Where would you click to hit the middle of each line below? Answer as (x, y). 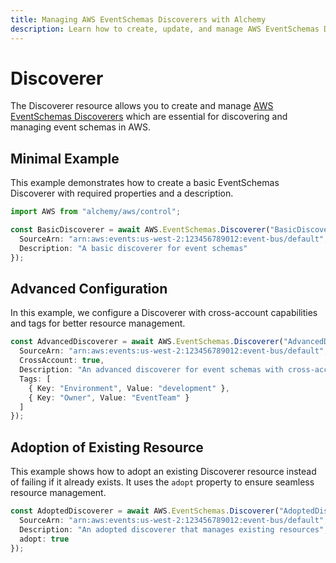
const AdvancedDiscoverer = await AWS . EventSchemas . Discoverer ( (147, 342)
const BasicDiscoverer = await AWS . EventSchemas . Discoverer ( (140, 230)
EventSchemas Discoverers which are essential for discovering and (149, 117)
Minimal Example (65, 158)
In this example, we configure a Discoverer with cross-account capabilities (164, 313)
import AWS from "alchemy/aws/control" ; (96, 212)
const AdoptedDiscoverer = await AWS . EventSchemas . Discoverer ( (145, 511)
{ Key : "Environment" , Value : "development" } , (129, 388)
